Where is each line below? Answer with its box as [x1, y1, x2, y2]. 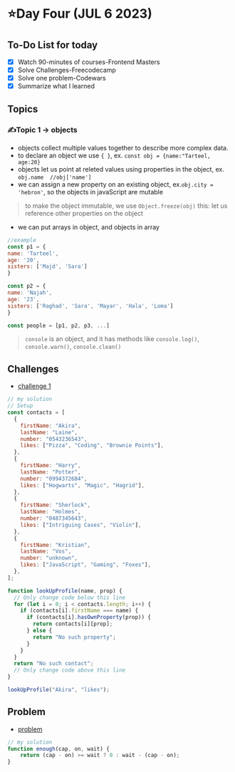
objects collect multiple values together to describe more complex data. [17, 143, 229, 152]
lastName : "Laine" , [20, 429, 78, 436]
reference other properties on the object [24, 209, 144, 217]
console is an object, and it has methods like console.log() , [24, 335, 199, 343]
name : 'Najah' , [7, 289, 53, 296]
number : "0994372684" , [20, 475, 88, 482]
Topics [7, 103, 38, 115]
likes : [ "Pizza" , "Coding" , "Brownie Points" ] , [20, 442, 164, 449]
